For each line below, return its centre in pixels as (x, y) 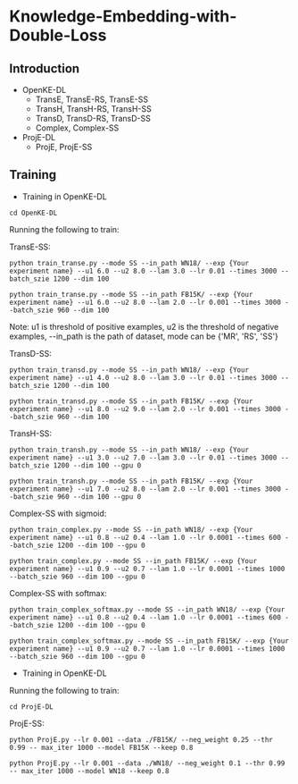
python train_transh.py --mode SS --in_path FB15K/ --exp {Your (131, 481)
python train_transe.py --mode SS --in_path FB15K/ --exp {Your (131, 294)
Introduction (45, 68)
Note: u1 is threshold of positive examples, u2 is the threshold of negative (144, 326)
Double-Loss (58, 35)
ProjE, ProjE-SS (64, 147)
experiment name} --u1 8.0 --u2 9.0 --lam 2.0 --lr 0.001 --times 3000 (145, 409)
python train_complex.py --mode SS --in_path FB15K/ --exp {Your (133, 561)
